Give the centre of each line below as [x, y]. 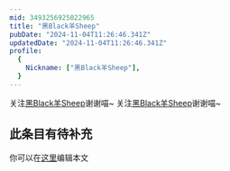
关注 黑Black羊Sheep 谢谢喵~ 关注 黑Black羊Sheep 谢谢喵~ [115, 103]
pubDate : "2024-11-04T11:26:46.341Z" [80, 34]
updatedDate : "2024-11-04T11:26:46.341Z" [88, 43]
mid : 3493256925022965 [52, 18]
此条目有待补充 [51, 135]
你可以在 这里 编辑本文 [49, 157]
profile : [26, 51]
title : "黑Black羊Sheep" [55, 26]
